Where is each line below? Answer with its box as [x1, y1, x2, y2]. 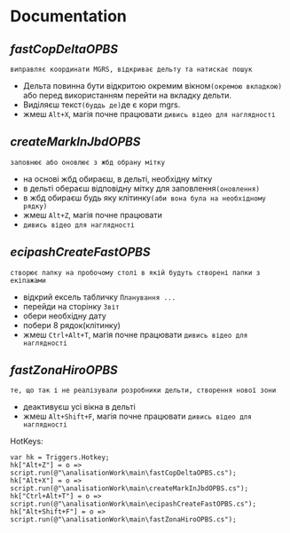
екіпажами [10, 276, 47, 285]
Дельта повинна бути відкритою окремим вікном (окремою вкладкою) [22, 81, 283, 90]
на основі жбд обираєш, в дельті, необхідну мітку [22, 173, 213, 184]
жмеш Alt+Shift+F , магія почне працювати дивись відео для [22, 411, 252, 422]
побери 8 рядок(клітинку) [22, 319, 121, 330]
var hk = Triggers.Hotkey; [10, 453, 110, 462]
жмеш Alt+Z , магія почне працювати [22, 209, 162, 220]
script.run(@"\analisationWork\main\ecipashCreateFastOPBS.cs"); [10, 499, 256, 509]
